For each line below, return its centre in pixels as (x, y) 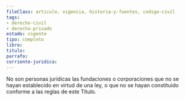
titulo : (16, 51)
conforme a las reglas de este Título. (51, 91)
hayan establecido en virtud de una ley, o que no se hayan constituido (92, 85)
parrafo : (17, 56)
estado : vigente (26, 34)
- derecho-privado (29, 28)
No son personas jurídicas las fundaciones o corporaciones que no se (93, 79)
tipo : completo (25, 39)
